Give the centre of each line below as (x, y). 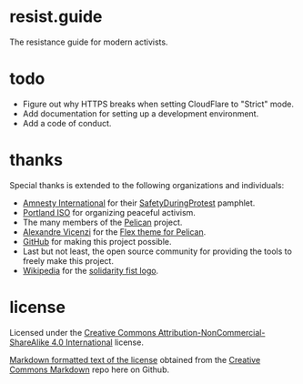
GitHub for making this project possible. (97, 241)
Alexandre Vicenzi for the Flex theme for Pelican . (114, 232)
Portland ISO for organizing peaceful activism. (109, 212)
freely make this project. (68, 260)
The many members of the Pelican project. (102, 222)
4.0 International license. (97, 342)
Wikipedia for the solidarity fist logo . (91, 270)
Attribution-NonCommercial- (212, 332)
